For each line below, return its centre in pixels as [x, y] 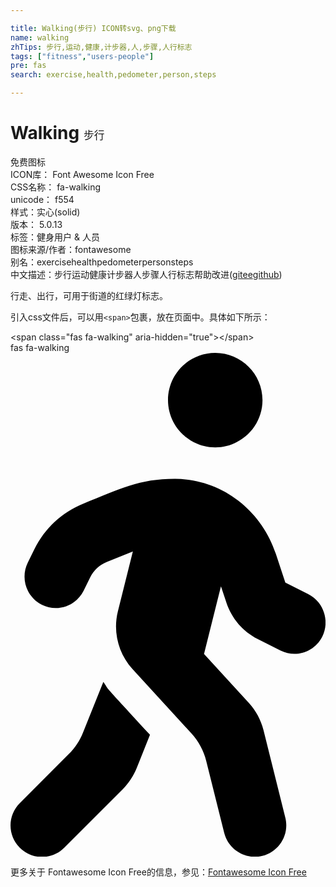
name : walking [40, 37]
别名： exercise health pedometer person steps [102, 262]
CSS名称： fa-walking [56, 187]
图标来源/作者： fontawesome [71, 249]
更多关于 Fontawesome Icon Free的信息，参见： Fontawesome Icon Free [158, 872]
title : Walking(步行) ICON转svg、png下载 [93, 28]
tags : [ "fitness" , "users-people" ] [82, 56]
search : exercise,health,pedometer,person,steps [113, 75]
